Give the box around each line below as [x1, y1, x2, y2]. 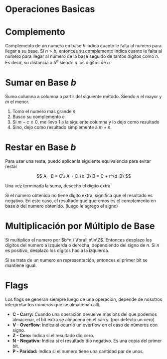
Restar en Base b [5, 141, 76, 153]
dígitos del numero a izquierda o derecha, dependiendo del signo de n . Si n [5, 242, 160, 248]
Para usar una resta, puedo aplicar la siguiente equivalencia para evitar [5, 158, 151, 164]
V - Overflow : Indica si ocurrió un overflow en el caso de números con [12, 322, 158, 328]
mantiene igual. [5, 262, 37, 268]
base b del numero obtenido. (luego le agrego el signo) [5, 203, 118, 209]
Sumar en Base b [5, 77, 76, 88]
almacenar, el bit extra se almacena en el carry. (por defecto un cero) [12, 316, 155, 322]
